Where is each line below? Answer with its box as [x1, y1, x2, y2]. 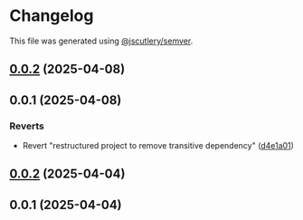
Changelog [9, 5, 94, 26]
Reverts [9, 120, 45, 132]
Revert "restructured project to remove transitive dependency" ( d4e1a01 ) [22, 140, 294, 151]
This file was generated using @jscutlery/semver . [9, 35, 194, 46]
